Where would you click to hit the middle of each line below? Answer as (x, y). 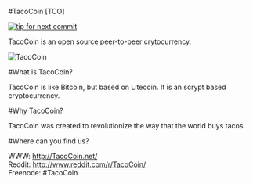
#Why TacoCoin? (36, 110)
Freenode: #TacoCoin (43, 173)
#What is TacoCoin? (40, 72)
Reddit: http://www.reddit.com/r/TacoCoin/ (77, 164)
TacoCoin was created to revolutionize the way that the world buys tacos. (127, 126)
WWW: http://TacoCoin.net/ (53, 156)
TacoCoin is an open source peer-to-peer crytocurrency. (100, 41)
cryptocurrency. (34, 96)
